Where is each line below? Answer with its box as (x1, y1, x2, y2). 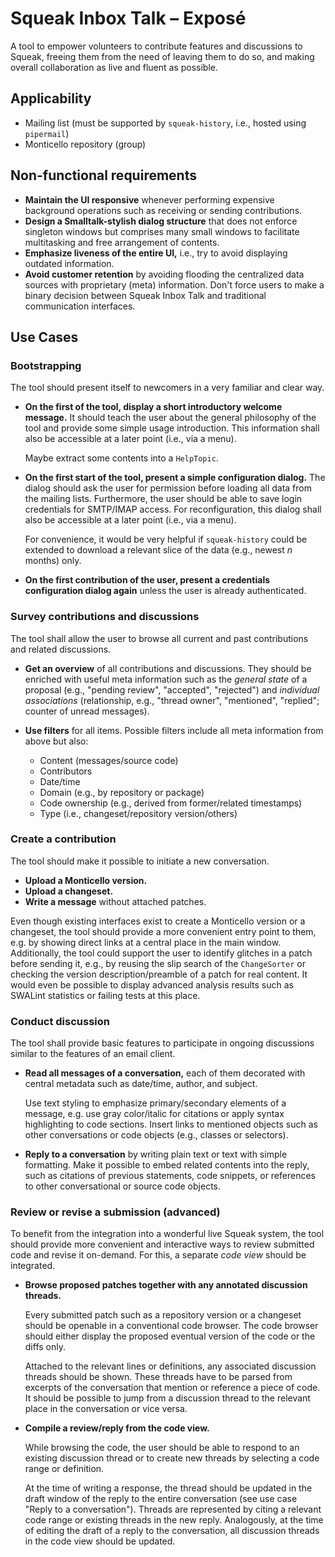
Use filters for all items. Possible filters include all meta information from (24, 724, 324, 736)
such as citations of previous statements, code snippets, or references (24, 1170, 316, 1182)
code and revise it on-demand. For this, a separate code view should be (10, 1249, 307, 1261)
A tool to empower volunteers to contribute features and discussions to (10, 40, 303, 52)
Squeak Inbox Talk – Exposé (10, 7, 247, 30)
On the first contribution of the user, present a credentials (24, 574, 271, 586)
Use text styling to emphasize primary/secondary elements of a (24, 1097, 287, 1109)
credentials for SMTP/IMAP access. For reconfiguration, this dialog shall (24, 503, 322, 516)
